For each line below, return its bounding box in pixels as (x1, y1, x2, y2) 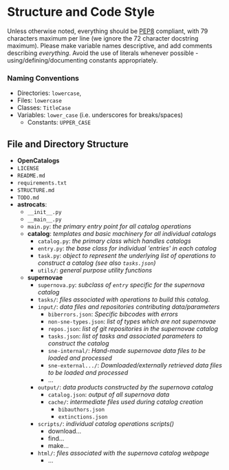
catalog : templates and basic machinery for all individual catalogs (27, 230, 217, 238)
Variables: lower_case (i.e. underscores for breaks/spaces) (17, 111, 184, 119)
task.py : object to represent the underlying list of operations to (37, 252, 217, 260)
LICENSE (17, 165, 39, 172)
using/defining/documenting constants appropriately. (7, 56, 158, 64)
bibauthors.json (58, 407, 105, 414)
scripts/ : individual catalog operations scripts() (37, 420, 174, 428)
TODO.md (17, 194, 39, 202)
